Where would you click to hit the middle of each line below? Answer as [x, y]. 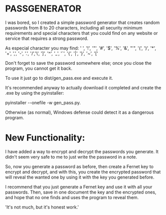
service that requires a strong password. [47, 38]
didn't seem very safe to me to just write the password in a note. [71, 157]
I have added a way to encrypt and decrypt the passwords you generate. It [82, 151]
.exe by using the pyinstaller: [35, 93]
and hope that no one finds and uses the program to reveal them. [72, 197]
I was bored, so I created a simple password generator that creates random [83, 22]
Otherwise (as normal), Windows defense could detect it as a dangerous [80, 112]
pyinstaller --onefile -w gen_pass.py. [43, 102]
